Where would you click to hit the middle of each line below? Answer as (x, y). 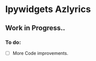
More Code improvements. (40, 53)
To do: (13, 42)
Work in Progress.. (35, 28)
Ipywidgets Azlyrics (48, 9)
